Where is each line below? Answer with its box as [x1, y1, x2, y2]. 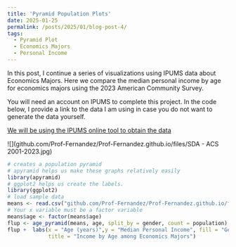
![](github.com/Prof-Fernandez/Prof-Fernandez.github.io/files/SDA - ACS [7, 139, 219, 148]
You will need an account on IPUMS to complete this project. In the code [7, 97, 217, 106]
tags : [7, 30, 23, 37]
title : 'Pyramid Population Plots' [7, 10, 112, 18]
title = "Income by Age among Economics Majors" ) [48, 233, 197, 240]
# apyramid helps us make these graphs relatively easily [7, 167, 181, 175]
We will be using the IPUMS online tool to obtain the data [7, 126, 172, 134]
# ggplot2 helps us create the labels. [7, 180, 124, 187]
